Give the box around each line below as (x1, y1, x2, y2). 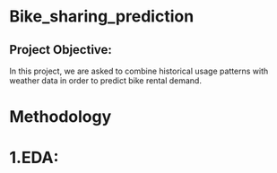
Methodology (9, 107, 112, 127)
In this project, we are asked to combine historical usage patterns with (9, 65, 269, 76)
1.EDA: (9, 148, 59, 168)
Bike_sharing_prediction (9, 6, 195, 27)
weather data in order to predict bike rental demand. (9, 75, 202, 86)
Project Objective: (9, 42, 112, 57)
